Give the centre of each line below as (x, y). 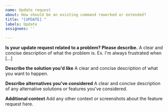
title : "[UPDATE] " (26, 19)
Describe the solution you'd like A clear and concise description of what (82, 68)
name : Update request (28, 10)
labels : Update (21, 24)
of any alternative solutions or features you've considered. (66, 89)
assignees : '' (20, 29)
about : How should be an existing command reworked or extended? (76, 15)
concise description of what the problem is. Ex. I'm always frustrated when (83, 53)
